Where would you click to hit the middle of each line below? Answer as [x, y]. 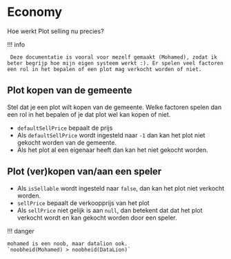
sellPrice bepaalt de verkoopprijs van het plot [83, 203]
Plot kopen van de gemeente [70, 90]
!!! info [16, 44]
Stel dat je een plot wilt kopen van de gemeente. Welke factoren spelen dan [114, 107]
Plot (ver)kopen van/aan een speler [84, 172]
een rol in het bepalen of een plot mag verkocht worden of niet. [104, 69]
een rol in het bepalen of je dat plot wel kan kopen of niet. [89, 114]
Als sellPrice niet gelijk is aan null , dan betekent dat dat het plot [110, 210]
